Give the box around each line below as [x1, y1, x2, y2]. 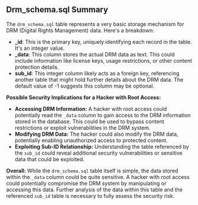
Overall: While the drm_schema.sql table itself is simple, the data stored [6, 167, 178, 174]
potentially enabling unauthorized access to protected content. [14, 136, 168, 144]
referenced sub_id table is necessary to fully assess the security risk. [6, 192, 175, 199]
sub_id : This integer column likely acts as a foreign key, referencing [14, 69, 180, 76]
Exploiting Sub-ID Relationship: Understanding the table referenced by [14, 143, 189, 150]
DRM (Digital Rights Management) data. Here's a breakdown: [6, 27, 155, 34]
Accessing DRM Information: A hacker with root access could [14, 105, 167, 112]
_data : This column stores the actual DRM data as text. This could [14, 50, 176, 58]
